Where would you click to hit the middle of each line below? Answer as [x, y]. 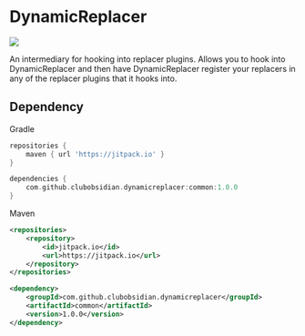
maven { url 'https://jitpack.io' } [96, 154]
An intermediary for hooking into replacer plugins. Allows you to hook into [147, 59]
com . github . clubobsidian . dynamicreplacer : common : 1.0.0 [132, 188]
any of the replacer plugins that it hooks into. [93, 78]
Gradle [22, 128]
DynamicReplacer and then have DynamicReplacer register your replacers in [152, 68]
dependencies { [38, 179]
